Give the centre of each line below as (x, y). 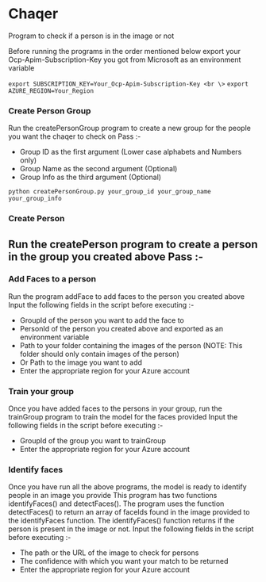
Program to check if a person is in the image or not (91, 36)
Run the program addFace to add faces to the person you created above (126, 296)
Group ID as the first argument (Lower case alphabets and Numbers (131, 152)
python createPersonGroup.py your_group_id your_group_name (110, 192)
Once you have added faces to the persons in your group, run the (115, 408)
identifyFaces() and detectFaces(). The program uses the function (116, 504)
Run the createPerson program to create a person (133, 244)
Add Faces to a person (52, 279)
